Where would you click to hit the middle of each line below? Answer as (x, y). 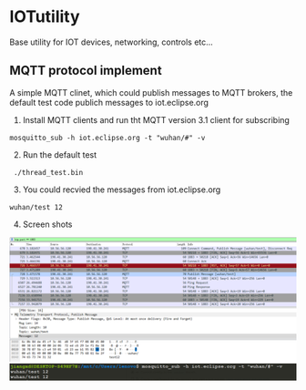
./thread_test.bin (48, 172)
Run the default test (60, 154)
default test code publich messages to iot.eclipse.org (109, 102)
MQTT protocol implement (86, 71)
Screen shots (47, 224)
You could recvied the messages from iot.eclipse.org (122, 190)
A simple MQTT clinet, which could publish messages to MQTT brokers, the (151, 92)
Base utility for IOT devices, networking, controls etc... (112, 42)
